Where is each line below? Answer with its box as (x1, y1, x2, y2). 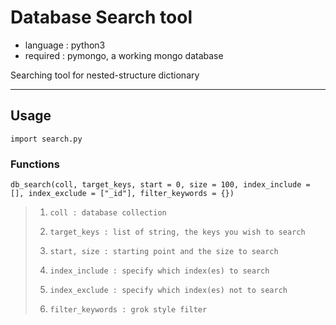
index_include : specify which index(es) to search (49, 266, 270, 276)
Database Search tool (10, 6, 193, 29)
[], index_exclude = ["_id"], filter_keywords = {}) (10, 189, 235, 199)
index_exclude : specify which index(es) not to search (49, 286, 288, 296)
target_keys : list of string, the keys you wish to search (49, 227, 306, 238)
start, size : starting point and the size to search (49, 247, 279, 257)
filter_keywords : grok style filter (49, 305, 208, 315)
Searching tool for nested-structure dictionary (10, 69, 200, 81)
